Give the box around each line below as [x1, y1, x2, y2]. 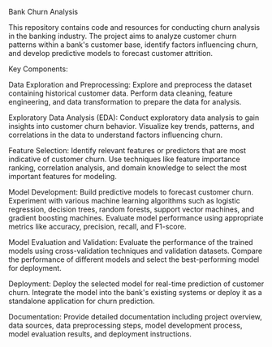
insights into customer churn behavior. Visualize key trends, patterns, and [8, 122, 255, 131]
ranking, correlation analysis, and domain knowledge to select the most [8, 163, 248, 173]
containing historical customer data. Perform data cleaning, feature [8, 88, 233, 98]
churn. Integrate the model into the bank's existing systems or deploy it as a [8, 288, 262, 297]
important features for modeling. [8, 172, 118, 181]
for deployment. [8, 263, 63, 272]
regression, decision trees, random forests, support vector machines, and [8, 204, 255, 214]
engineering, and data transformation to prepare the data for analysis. [8, 97, 242, 106]
